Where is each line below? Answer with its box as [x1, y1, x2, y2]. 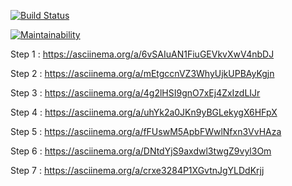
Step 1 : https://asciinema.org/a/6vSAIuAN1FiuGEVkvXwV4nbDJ [10, 48, 275, 60]
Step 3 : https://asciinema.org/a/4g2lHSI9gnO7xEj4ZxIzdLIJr [10, 87, 261, 99]
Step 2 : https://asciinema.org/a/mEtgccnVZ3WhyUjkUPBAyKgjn [10, 68, 275, 79]
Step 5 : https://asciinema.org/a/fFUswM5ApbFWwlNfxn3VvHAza [10, 126, 282, 137]
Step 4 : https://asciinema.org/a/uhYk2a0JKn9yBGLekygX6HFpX [10, 106, 278, 118]
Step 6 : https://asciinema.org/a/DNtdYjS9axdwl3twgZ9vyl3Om [10, 145, 272, 157]
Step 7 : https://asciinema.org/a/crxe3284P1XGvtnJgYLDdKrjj [10, 165, 265, 176]
